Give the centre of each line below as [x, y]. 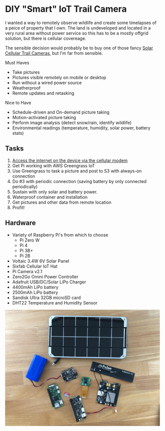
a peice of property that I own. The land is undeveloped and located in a [78, 28]
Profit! [18, 207]
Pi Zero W [29, 240]
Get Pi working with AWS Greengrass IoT [53, 165]
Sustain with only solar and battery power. [55, 192]
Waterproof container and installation [50, 197]
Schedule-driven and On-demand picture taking [61, 112]
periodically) [25, 186]
